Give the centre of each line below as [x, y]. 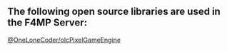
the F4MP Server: [47, 23]
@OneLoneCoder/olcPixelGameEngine [64, 40]
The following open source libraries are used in [114, 12]
